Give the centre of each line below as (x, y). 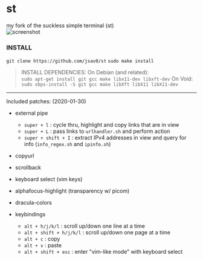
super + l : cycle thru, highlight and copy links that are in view (101, 125)
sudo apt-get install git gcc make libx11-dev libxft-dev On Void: (107, 79)
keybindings (30, 214)
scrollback (28, 167)
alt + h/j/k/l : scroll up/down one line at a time (84, 226)
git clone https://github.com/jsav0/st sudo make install (80, 61)
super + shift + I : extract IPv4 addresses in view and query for (105, 138)
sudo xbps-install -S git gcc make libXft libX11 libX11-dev (100, 85)
